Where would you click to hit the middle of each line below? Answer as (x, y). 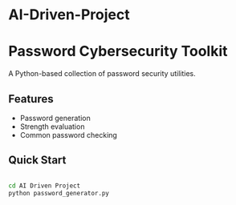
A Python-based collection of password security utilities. (102, 74)
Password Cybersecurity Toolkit (118, 52)
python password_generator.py (59, 193)
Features (31, 99)
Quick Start (37, 161)
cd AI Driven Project (45, 186)
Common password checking (69, 135)
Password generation (55, 118)
